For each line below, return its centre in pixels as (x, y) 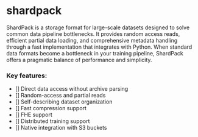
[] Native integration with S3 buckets (61, 128)
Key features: (27, 76)
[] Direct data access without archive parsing (72, 89)
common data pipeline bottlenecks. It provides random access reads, (93, 33)
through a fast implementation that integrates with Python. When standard (99, 47)
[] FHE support (34, 115)
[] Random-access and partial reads (60, 96)
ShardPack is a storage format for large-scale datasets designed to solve (98, 27)
